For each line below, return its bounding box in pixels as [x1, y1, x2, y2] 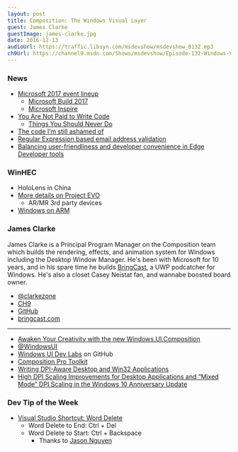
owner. [7, 277, 28, 286]
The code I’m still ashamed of [17, 127, 104, 136]
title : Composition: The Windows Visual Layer [7, 17, 147, 24]
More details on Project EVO [17, 191, 101, 199]
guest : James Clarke [7, 23, 69, 31]
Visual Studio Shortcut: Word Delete [17, 414, 123, 422]
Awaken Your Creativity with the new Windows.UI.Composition [17, 334, 200, 343]
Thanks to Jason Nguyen [38, 436, 112, 445]
